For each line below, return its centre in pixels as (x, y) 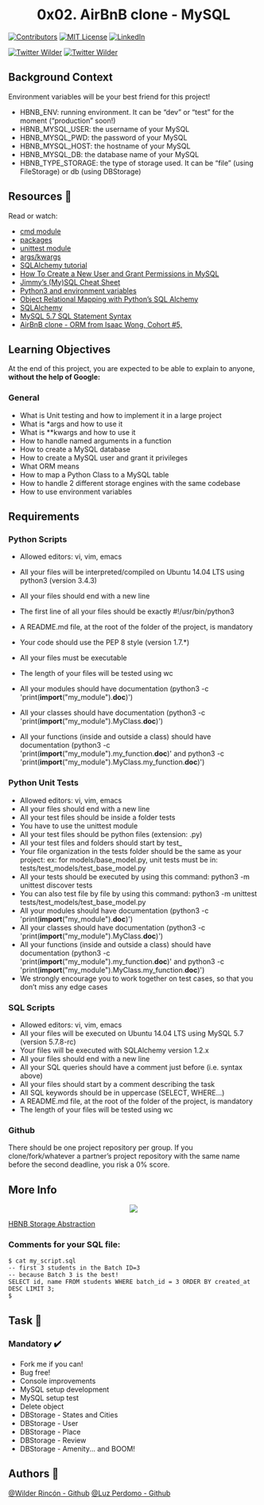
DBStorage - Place (50, 1432)
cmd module (40, 231)
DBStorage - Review (53, 1440)
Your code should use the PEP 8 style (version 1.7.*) (105, 642)
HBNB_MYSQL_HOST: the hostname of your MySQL (105, 146)
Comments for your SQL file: (64, 1244)
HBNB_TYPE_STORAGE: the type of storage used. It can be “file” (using (137, 163)
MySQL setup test (49, 1398)
